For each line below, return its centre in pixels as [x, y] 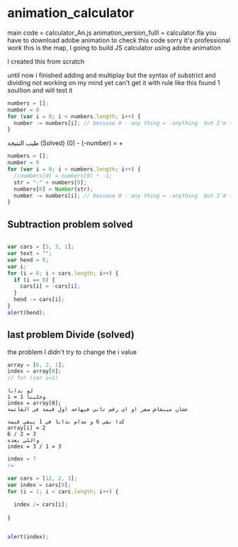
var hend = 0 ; [28, 260]
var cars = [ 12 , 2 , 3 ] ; [42, 478]
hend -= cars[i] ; [39, 300]
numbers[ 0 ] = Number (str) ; [53, 189]
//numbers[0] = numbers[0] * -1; [63, 176]
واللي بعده [23, 441]
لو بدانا [20, 391]
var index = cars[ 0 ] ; [39, 485]
